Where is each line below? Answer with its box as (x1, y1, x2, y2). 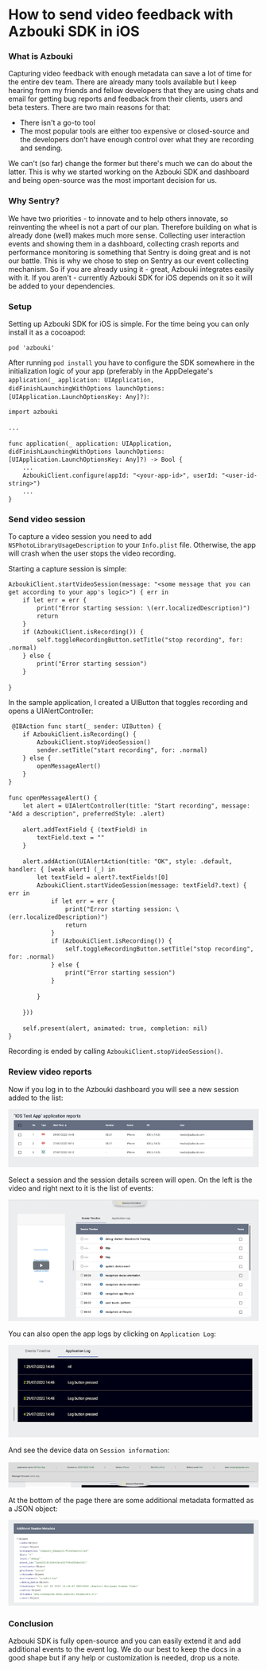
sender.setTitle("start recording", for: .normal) (37, 746, 208, 754)
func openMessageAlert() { (8, 794, 98, 802)
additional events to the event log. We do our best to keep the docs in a (8, 1645, 242, 1654)
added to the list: (8, 1093, 64, 1102)
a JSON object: (8, 1504, 58, 1513)
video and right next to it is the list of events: (8, 1184, 154, 1193)
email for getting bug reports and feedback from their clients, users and (8, 94, 243, 104)
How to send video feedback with (8, 6, 234, 24)
